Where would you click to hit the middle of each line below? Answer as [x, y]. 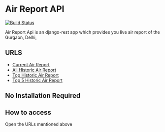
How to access [28, 112]
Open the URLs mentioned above [39, 124]
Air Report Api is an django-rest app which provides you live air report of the [82, 32]
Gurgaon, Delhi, [21, 37]
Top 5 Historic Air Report [37, 80]
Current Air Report [31, 64]
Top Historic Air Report [35, 75]
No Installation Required [43, 96]
